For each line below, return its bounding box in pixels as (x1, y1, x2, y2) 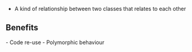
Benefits (5, 22, 39, 33)
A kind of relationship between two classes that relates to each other (14, 5, 186, 12)
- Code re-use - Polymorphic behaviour (5, 39, 105, 46)
